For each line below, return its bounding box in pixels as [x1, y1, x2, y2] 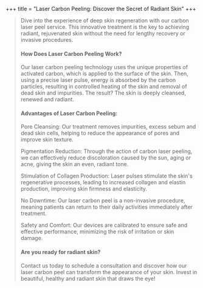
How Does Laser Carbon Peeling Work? [20, 50, 122, 57]
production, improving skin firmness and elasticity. [20, 185, 147, 193]
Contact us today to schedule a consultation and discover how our [20, 262, 187, 269]
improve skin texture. [20, 136, 74, 143]
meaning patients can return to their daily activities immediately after [20, 203, 193, 211]
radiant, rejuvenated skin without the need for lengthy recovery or [20, 30, 186, 37]
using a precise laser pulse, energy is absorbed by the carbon [20, 76, 176, 84]
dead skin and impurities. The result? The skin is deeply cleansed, [20, 89, 187, 96]
